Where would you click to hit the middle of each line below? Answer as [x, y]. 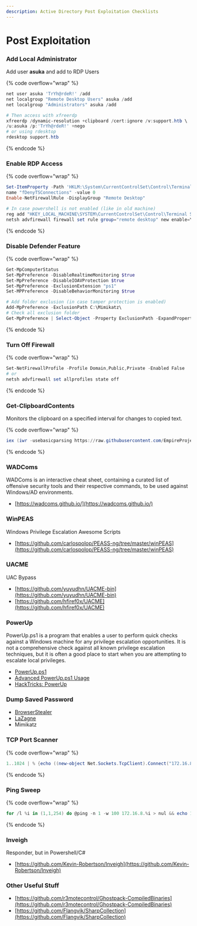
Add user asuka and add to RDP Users [53, 72]
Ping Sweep [23, 790]
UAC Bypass [21, 577]
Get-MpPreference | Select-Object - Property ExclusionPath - [82, 318]
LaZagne [25, 718]
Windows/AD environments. [40, 492]
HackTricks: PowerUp [41, 684]
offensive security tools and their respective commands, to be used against [97, 486]
